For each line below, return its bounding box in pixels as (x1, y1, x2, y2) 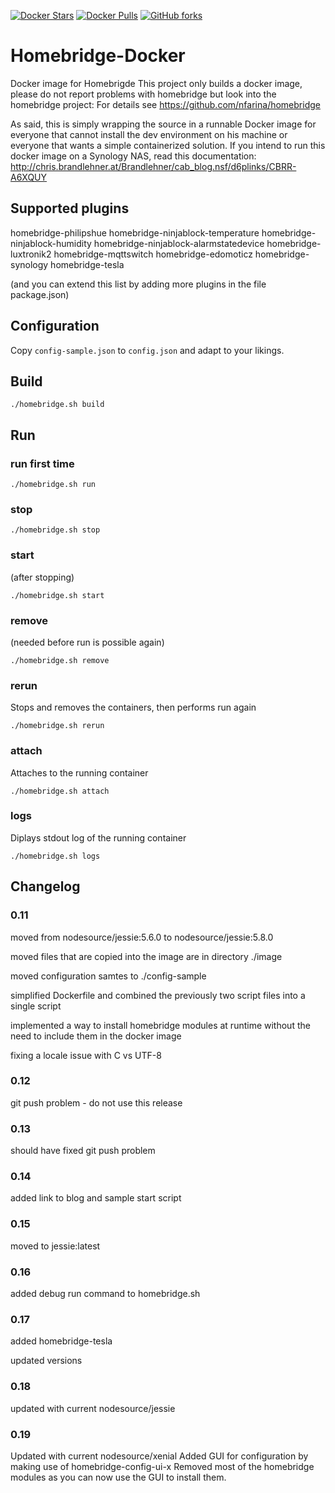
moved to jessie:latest (10, 1240, 101, 1252)
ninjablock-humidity (10, 237, 92, 249)
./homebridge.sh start (10, 590, 105, 600)
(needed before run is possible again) (10, 636, 165, 648)
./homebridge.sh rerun (10, 721, 105, 731)
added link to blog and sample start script (10, 1192, 182, 1204)
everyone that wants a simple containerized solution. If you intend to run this (10, 139, 326, 151)
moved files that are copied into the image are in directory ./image (10, 950, 283, 962)
